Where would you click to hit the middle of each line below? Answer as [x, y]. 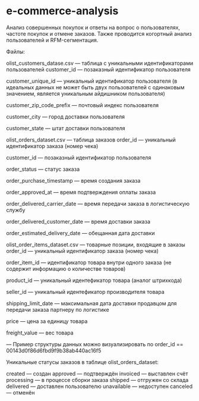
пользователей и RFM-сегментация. [52, 40]
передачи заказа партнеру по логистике [58, 309]
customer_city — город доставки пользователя [66, 117]
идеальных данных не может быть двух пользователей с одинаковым [95, 87]
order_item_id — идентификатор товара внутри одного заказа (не [89, 262]
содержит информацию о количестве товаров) [66, 268]
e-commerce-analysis [62, 11]
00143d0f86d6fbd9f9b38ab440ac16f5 [54, 350]
